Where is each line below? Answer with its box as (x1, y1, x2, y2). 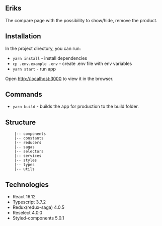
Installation (5, 32, 41, 41)
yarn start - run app (12, 65, 56, 72)
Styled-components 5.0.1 (12, 215, 64, 221)
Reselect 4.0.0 (12, 210, 43, 216)
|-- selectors (14, 149, 44, 154)
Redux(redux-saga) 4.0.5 (12, 204, 64, 210)
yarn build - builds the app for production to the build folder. (12, 103, 139, 110)
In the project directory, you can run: (5, 45, 81, 51)
